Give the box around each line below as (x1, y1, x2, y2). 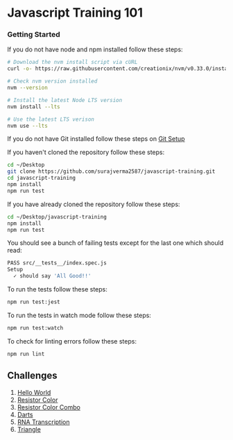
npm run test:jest (7, 298, 60, 306)
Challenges (7, 370, 58, 382)
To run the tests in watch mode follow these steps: (7, 311, 151, 319)
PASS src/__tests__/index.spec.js (7, 260, 107, 266)
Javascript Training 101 (7, 5, 144, 21)
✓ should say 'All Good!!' (13, 273, 92, 280)
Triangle (17, 425, 42, 433)
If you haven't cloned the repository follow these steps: (7, 148, 165, 157)
